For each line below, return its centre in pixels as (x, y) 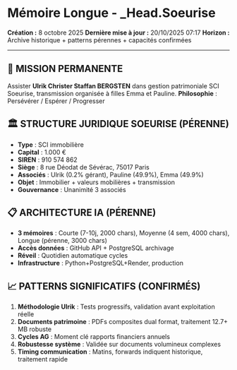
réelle (26, 314)
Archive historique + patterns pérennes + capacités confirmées (99, 40)
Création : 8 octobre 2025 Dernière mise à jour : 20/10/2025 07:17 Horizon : (119, 32)
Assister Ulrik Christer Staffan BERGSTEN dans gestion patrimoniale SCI (114, 85)
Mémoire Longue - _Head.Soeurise (112, 13)
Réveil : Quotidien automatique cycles (73, 256)
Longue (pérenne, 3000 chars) (62, 241)
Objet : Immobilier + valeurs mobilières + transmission (96, 182)
